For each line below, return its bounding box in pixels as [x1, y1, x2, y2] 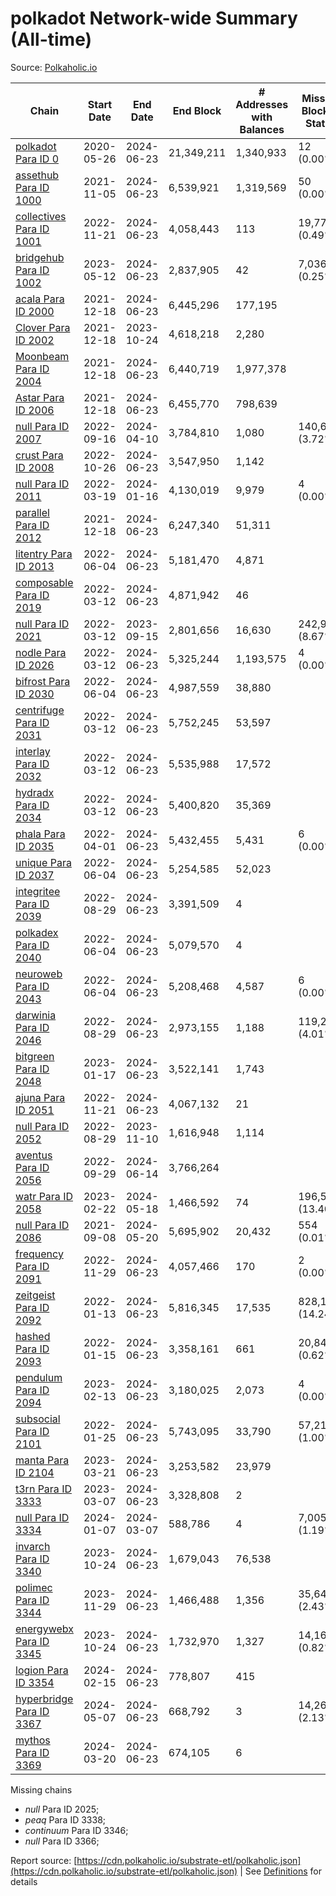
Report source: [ [10, 1854, 78, 1866]
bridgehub [15, 250, 65, 264]
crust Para [15, 448, 64, 462]
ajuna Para [15, 1090, 66, 1104]
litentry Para [15, 547, 73, 561]
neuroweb [15, 967, 63, 981]
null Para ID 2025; [24, 1803, 100, 1815]
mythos [15, 1733, 51, 1747]
